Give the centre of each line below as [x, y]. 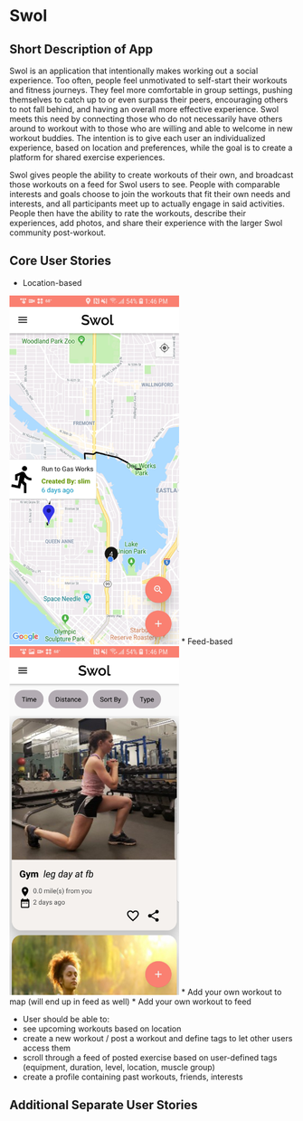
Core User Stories [60, 261]
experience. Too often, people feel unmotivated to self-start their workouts [148, 81]
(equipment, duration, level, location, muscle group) [118, 1067]
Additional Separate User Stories [104, 1105]
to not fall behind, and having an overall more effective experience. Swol [144, 109]
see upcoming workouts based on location [102, 1029]
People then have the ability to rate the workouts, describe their [128, 213]
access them [46, 1048]
